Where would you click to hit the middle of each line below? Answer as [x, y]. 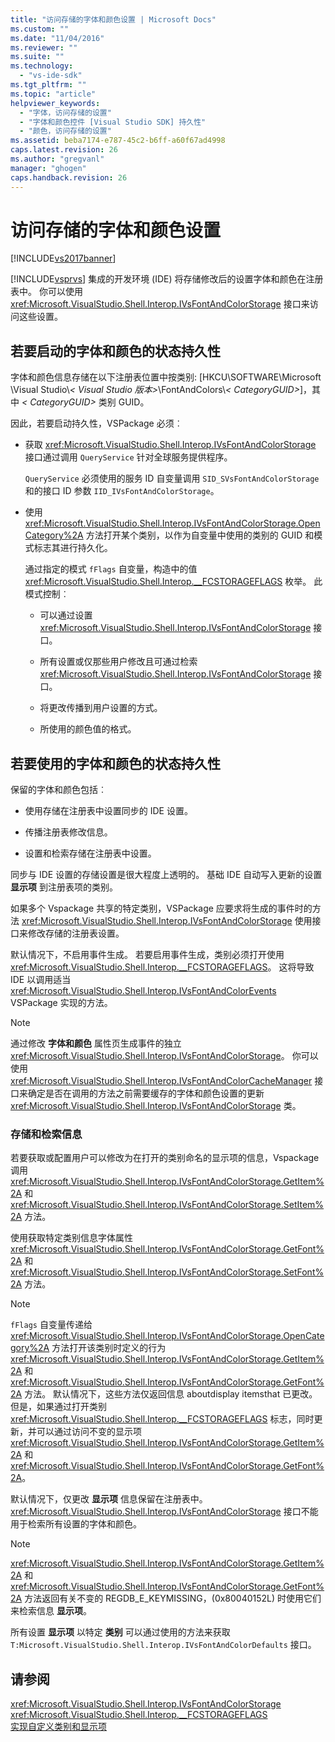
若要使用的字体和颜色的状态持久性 [115, 763]
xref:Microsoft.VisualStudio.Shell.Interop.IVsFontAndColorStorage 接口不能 [164, 1512]
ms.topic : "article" [53, 94]
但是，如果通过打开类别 [58, 1407]
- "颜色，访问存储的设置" [65, 131]
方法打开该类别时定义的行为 [109, 1348]
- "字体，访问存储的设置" [65, 112]
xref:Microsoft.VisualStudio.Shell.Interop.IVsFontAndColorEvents [143, 991]
